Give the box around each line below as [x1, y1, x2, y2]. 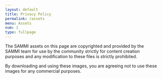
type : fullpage [5, 30, 36, 35]
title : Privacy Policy [5, 12, 51, 17]
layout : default [5, 7, 38, 12]
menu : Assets [5, 20, 32, 26]
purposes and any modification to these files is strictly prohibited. [5, 54, 138, 59]
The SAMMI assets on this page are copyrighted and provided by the [5, 43, 144, 49]
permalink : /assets [5, 16, 45, 21]
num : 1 [5, 25, 19, 30]
